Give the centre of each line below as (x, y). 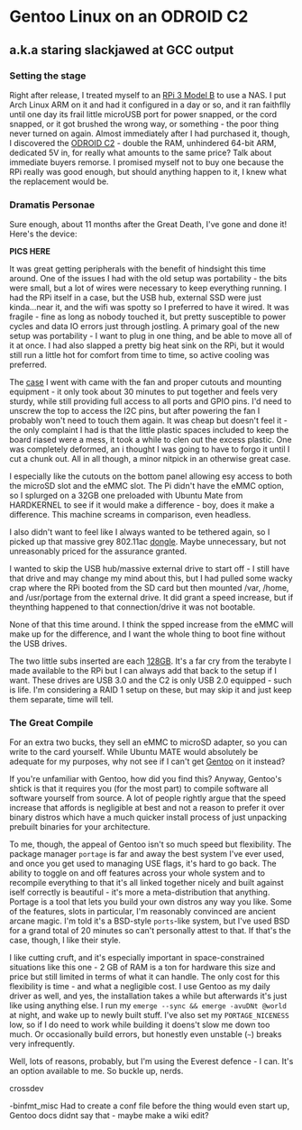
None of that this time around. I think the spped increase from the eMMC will (151, 625)
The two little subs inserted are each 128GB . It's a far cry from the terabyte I (150, 661)
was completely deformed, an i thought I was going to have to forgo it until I (150, 449)
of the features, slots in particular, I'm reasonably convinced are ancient (143, 912)
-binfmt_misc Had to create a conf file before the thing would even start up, (150, 1106)
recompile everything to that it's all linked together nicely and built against (146, 883)
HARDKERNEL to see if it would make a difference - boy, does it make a (142, 505)
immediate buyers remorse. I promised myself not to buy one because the (146, 162)
